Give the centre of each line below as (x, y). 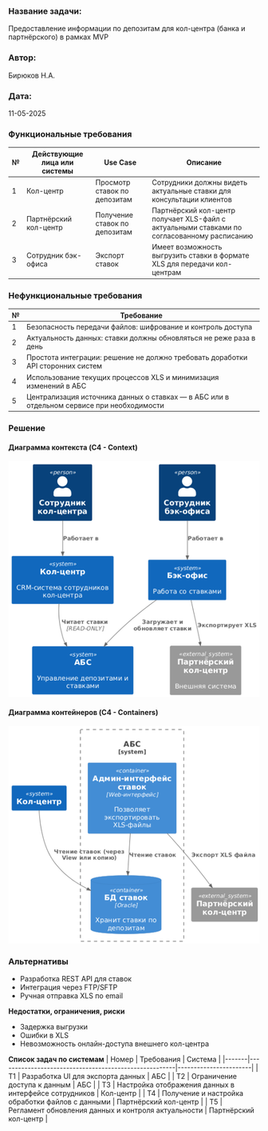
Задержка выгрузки (54, 1027)
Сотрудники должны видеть (199, 182)
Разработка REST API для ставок (76, 979)
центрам (166, 273)
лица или (57, 162)
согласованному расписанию (202, 236)
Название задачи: (45, 11)
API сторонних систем (64, 366)
